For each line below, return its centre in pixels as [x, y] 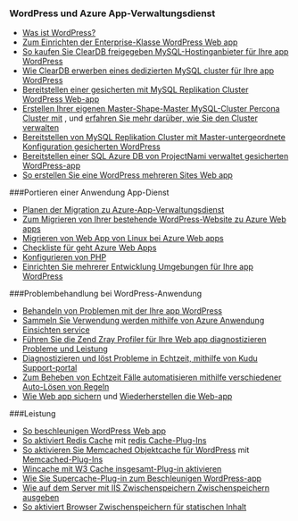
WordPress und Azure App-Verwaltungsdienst [112, 13]
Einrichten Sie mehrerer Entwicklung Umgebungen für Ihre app [138, 267]
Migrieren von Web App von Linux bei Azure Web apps [123, 239]
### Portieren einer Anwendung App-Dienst [89, 193]
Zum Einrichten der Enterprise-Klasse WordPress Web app [130, 42]
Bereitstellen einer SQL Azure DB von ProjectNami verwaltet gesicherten [155, 156]
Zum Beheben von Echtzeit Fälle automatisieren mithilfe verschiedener [152, 377]
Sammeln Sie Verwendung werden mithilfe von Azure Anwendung [143, 321]
